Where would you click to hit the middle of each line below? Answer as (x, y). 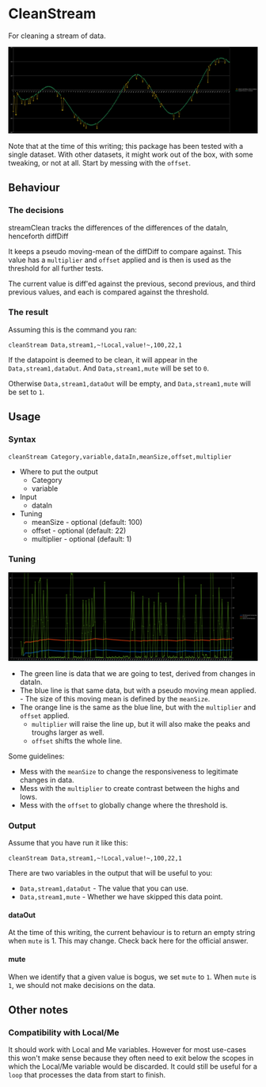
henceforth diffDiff (38, 236)
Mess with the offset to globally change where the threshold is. (123, 805)
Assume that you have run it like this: (68, 843)
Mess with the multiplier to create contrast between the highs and (129, 788)
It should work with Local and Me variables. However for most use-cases (127, 1050)
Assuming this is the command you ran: (72, 329)
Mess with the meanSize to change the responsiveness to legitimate (129, 771)
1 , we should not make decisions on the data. (82, 985)
